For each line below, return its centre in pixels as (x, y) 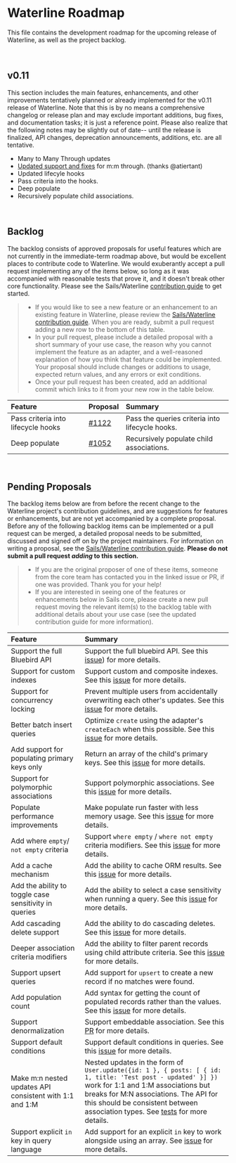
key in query (31, 1140)
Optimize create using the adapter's (144, 721)
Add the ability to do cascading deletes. (150, 924)
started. (19, 293)
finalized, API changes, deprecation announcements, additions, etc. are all (115, 137)
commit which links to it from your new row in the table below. (124, 389)
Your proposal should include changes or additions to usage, (123, 366)
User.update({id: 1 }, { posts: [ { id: (153, 1071)
